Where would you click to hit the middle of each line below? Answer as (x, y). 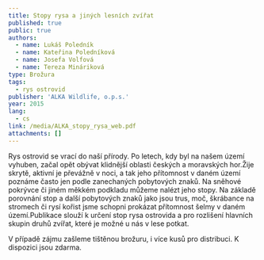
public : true (30, 30)
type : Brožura (32, 75)
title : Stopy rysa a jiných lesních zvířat (81, 15)
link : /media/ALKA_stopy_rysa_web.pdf (72, 126)
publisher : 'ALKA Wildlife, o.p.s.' (69, 97)
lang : (17, 112)
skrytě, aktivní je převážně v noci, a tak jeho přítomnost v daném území (124, 173)
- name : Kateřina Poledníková (65, 52)
